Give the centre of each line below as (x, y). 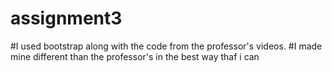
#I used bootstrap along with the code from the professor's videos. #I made (166, 46)
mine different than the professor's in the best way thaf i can (135, 56)
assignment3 (66, 18)
